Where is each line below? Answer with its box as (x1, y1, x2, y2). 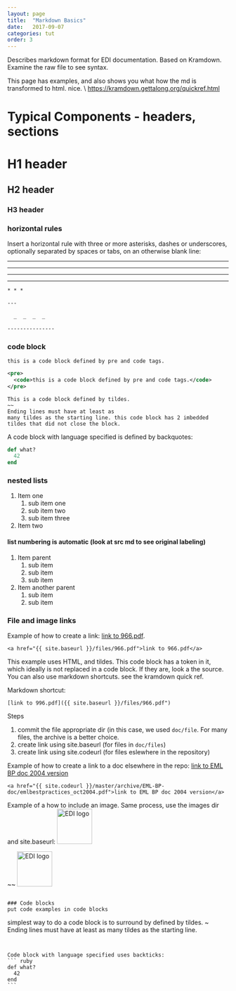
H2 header (7, 183, 55, 195)
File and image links (7, 615, 77, 625)
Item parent (17, 553, 51, 562)
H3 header (7, 204, 44, 214)
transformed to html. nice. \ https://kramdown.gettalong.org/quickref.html (7, 84, 220, 93)
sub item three (27, 514, 70, 523)
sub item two (27, 506, 66, 515)
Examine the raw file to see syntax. (7, 63, 109, 72)
